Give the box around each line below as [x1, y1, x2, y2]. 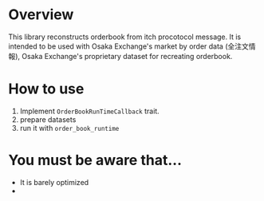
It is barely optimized [19, 177, 89, 187]
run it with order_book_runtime [19, 123, 120, 132]
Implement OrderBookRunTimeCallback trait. [19, 106, 160, 116]
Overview [8, 6, 74, 24]
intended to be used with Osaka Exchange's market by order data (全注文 [8, 41, 250, 51]
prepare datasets [19, 114, 77, 124]
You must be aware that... [8, 152, 182, 169]
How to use [8, 80, 85, 98]
